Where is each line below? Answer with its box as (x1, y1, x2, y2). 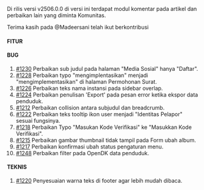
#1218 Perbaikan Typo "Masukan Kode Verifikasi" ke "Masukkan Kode (15, 123, 192, 131)
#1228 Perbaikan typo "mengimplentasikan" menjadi (15, 71, 148, 79)
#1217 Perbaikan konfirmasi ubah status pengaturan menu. (15, 143, 164, 150)
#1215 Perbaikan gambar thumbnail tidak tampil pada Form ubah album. (15, 136, 196, 144)
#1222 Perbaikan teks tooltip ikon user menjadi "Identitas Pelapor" (15, 110, 183, 118)
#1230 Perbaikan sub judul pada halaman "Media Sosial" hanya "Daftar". (15, 65, 199, 72)
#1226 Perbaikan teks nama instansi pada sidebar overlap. (15, 84, 164, 92)
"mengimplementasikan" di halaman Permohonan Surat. (15, 78, 158, 85)
